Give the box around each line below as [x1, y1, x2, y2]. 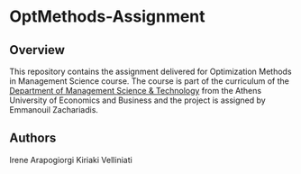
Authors [9, 131, 57, 146]
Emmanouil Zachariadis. [9, 105, 99, 114]
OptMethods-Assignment [9, 6, 205, 27]
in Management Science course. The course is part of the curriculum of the [9, 76, 290, 87]
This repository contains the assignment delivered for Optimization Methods [9, 66, 292, 77]
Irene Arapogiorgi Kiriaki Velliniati [9, 154, 132, 165]
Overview [9, 42, 66, 58]
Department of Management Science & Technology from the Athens [9, 86, 262, 96]
